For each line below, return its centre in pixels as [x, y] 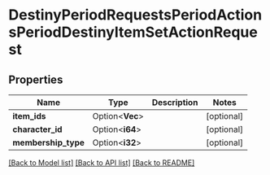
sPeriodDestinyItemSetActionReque [133, 32]
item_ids [29, 116]
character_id [37, 129]
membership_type [49, 142]
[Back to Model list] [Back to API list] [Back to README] [102, 163]
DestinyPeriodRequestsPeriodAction [135, 15]
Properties [36, 79]
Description [175, 102]
